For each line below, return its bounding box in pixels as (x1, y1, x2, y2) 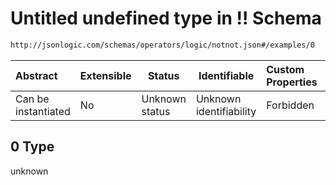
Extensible (79, 68, 132, 82)
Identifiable (198, 68, 255, 82)
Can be (15, 92, 50, 106)
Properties (266, 75, 318, 89)
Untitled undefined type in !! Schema (10, 7, 322, 30)
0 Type (10, 138, 55, 156)
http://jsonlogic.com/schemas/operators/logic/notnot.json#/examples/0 (10, 40, 315, 50)
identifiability (195, 104, 257, 118)
